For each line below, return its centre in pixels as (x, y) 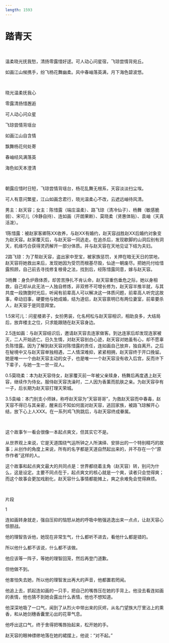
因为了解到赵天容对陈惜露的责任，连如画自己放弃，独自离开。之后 (95, 346)
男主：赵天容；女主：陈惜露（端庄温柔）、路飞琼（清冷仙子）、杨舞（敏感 (80, 210)
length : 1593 (19, 10)
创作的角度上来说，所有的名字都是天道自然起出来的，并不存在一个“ (88, 449)
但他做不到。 (18, 569)
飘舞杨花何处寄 (21, 146)
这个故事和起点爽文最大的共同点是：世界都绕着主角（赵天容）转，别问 (78, 466)
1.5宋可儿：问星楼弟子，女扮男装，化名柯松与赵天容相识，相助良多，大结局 (83, 316)
